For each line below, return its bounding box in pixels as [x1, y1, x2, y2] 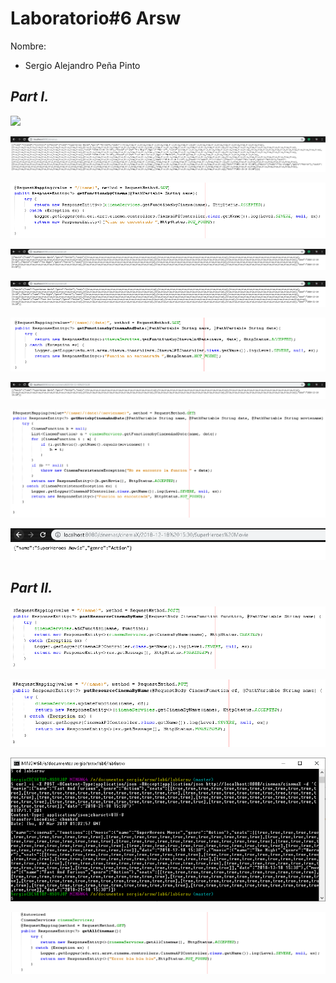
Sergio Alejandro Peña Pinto [24, 59, 141, 71]
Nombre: [10, 40, 47, 52]
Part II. [10, 579, 53, 596]
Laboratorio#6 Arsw [10, 7, 182, 30]
